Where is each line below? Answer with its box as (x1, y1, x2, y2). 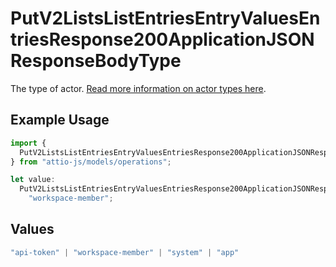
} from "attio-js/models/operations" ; (10, 157, 172, 167)
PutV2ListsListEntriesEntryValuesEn (10, 7, 321, 30)
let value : (10, 175, 56, 185)
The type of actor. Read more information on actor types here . (10, 82, 267, 94)
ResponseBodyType (10, 50, 182, 72)
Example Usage (10, 112, 110, 129)
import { (10, 138, 47, 148)
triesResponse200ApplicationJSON (10, 28, 315, 51)
